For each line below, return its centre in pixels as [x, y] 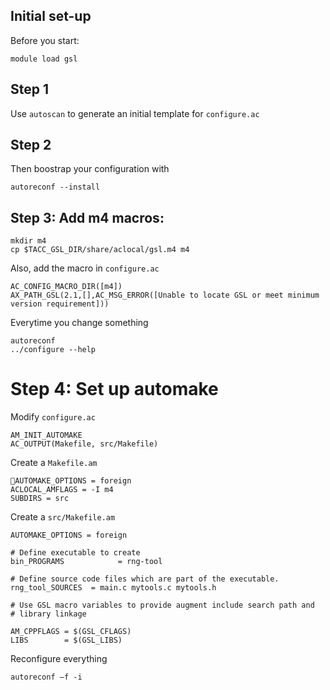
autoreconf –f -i [46, 677]
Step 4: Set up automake [114, 389]
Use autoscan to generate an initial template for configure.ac [135, 113]
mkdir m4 [28, 241]
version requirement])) [60, 304]
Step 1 [30, 89]
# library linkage [48, 614]
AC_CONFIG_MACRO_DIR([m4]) [66, 287]
